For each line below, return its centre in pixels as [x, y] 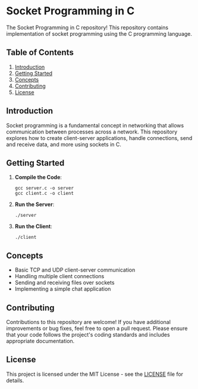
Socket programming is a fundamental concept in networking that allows [95, 125]
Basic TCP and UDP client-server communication [75, 270]
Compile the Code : [38, 178]
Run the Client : [33, 226]
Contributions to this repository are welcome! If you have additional [89, 322]
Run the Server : [34, 204]
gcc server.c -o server [44, 188]
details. [15, 380]
